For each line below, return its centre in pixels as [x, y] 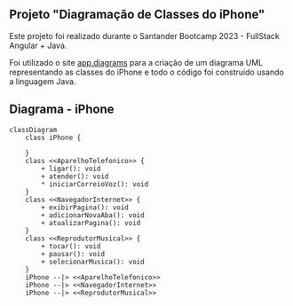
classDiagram [33, 129]
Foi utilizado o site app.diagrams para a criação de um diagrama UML [136, 62]
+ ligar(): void [71, 169]
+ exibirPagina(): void [85, 208]
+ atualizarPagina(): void [91, 223]
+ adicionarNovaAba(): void [93, 215]
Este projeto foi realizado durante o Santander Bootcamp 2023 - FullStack [144, 35]
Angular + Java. [38, 45]
